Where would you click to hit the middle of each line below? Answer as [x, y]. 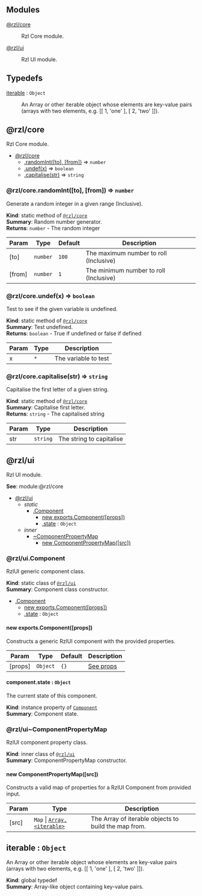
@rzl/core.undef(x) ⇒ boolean [50, 296]
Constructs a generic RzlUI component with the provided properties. [91, 641]
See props [103, 666]
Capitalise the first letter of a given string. [58, 390]
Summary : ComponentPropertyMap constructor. [67, 761]
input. [14, 794]
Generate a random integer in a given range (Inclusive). [75, 203]
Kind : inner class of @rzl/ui [41, 754]
